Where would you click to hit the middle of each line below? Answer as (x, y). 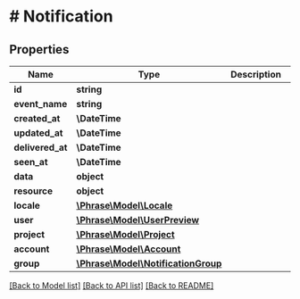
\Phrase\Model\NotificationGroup (149, 263)
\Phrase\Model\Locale (124, 205)
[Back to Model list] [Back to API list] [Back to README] (112, 286)
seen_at (31, 162)
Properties (39, 50)
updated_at (38, 133)
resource (33, 191)
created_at (37, 118)
